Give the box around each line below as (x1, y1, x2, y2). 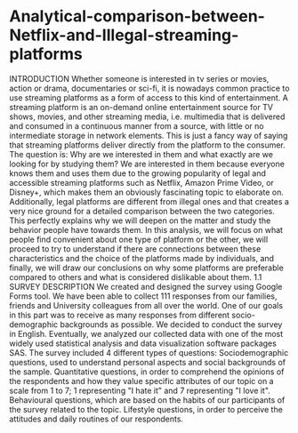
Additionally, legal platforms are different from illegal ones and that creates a (9, 196, 289, 206)
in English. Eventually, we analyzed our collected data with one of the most (9, 328, 284, 339)
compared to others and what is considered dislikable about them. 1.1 (9, 271, 262, 282)
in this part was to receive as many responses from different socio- (9, 309, 255, 320)
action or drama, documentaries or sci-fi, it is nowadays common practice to (9, 83, 290, 93)
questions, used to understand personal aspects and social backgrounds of (9, 357, 286, 367)
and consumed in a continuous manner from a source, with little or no (9, 120, 264, 131)
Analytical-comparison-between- (9, 6, 265, 27)
